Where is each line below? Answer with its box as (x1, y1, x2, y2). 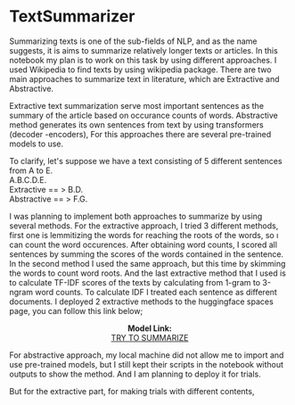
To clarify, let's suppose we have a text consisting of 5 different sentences (9, 155, 283, 166)
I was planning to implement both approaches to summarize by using (9, 211, 263, 221)
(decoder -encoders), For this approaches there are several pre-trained (9, 128, 272, 139)
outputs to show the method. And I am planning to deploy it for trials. (9, 368, 261, 379)
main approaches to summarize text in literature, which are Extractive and (9, 73, 280, 84)
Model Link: (127, 323, 172, 334)
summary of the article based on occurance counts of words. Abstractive (9, 110, 278, 120)
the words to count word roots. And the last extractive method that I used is (9, 268, 287, 278)
